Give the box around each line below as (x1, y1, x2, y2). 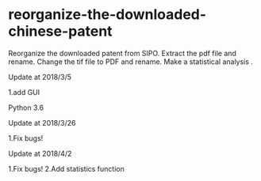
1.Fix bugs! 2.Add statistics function (8, 164, 125, 173)
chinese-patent (8, 22, 113, 40)
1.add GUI (8, 87, 40, 96)
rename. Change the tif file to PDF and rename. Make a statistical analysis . (8, 57, 254, 66)
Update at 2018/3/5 (8, 72, 72, 81)
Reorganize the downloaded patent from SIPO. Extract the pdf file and (8, 48, 236, 58)
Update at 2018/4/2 (8, 149, 72, 158)
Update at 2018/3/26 (8, 118, 77, 127)
